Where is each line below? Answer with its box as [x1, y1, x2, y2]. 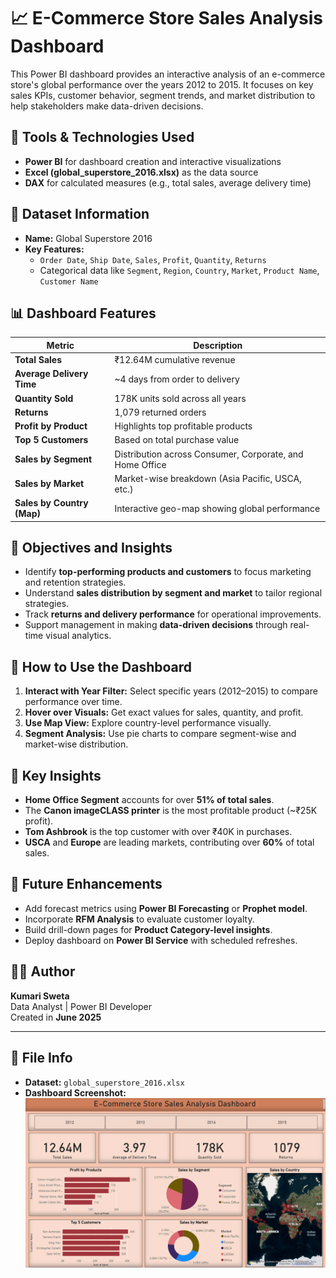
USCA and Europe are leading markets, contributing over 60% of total [24, 836, 315, 849]
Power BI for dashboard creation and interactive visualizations [24, 155, 282, 167]
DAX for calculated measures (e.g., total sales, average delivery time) [24, 176, 312, 189]
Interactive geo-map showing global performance [114, 502, 321, 514]
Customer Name [39, 276, 99, 287]
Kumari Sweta [10, 990, 70, 1002]
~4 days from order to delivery [114, 373, 240, 385]
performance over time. [24, 696, 123, 708]
